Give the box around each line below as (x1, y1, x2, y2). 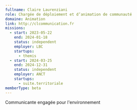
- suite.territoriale (18, 81, 64, 86)
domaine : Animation (5, 16, 46, 21)
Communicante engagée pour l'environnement (5, 99, 101, 105)
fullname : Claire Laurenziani (5, 7, 68, 12)
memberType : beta (5, 85, 41, 91)
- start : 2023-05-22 (9, 30, 52, 35)
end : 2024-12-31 (14, 62, 48, 67)
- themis (18, 53, 37, 58)
